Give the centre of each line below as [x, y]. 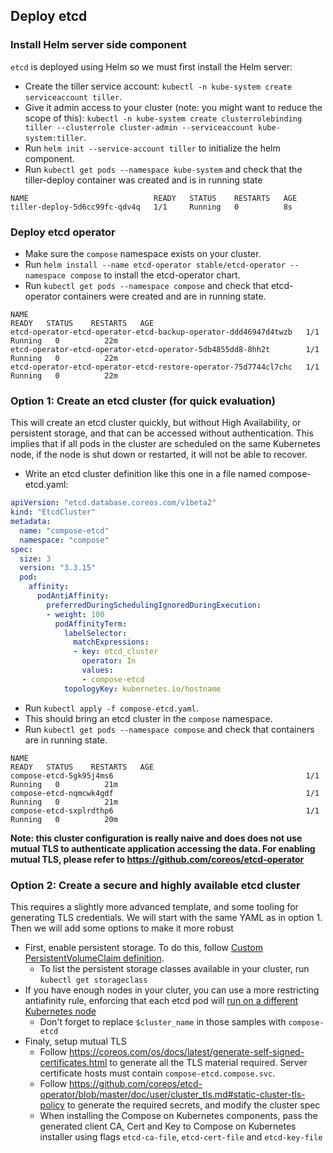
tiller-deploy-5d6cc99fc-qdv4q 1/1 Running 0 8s [151, 207]
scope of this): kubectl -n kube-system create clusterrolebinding [163, 118]
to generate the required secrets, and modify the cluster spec [193, 1105]
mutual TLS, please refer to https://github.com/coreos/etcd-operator [157, 859]
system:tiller [54, 138]
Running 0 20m [64, 819]
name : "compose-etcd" [64, 530]
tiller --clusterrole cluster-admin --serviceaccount [139, 127]
